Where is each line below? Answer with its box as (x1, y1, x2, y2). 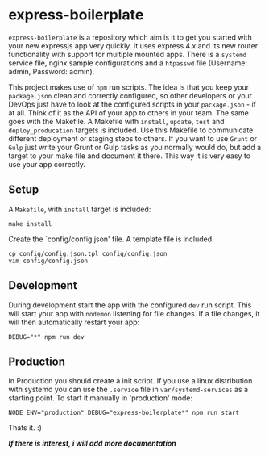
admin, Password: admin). (8, 66, 95, 76)
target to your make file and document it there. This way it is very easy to (8, 151, 251, 161)
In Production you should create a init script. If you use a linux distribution (8, 376, 253, 386)
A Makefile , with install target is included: (8, 204, 151, 214)
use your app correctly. (8, 159, 86, 169)
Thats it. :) (8, 423, 43, 433)
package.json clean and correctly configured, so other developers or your (8, 90, 252, 100)
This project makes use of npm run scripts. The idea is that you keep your (8, 82, 250, 92)
